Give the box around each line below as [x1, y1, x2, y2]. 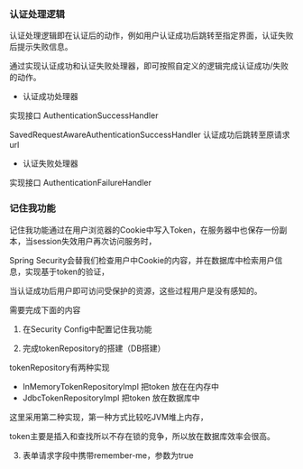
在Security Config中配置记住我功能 [22, 323, 152, 335]
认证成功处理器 [22, 91, 78, 102]
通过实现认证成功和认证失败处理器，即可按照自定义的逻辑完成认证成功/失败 [9, 60, 289, 71]
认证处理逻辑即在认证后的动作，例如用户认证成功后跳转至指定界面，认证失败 [9, 30, 294, 41]
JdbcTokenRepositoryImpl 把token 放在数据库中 [22, 392, 200, 403]
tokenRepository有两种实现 [9, 362, 110, 372]
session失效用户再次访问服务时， [32, 235, 157, 246]
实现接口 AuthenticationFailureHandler [9, 178, 151, 189]
